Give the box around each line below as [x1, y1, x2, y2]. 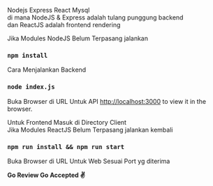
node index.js [7, 83, 55, 91]
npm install [7, 52, 48, 59]
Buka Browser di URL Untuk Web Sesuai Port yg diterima [7, 157, 170, 165]
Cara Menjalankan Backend [7, 65, 87, 74]
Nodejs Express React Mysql [7, 6, 90, 14]
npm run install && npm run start [7, 143, 124, 150]
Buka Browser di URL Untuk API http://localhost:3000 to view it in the [7, 97, 207, 105]
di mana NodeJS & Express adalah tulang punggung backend [7, 13, 184, 22]
